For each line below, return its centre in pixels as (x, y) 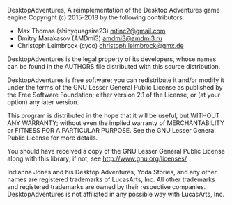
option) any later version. (43, 102)
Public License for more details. (53, 138)
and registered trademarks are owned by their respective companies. (107, 187)
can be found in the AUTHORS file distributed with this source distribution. (114, 66)
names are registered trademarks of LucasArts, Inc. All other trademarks (111, 179)
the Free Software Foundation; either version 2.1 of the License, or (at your (114, 95)
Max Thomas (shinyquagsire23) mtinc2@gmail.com (91, 31)
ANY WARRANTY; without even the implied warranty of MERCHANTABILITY (116, 123)
